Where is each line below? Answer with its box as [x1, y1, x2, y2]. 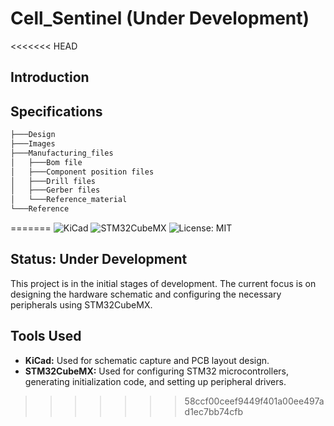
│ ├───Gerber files [10, 185, 101, 196]
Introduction [10, 69, 90, 86]
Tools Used [10, 328, 82, 345]
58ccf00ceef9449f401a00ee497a [184, 395, 325, 407]
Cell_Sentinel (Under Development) [10, 7, 310, 30]
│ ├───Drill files [10, 176, 97, 186]
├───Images [10, 139, 56, 149]
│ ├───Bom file [10, 157, 83, 167]
